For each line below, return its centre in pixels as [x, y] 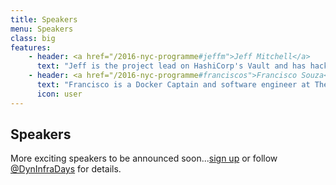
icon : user [59, 94]
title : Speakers [44, 19]
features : [31, 47]
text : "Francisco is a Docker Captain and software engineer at [173, 85]
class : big [33, 38]
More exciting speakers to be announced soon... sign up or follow [144, 158]
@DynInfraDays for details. [66, 169]
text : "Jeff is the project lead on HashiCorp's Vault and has [171, 66]
